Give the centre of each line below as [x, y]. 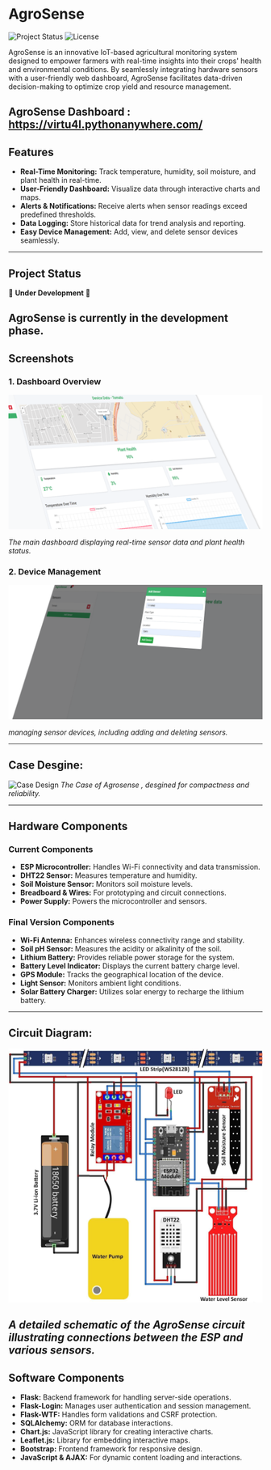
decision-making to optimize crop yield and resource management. [120, 87]
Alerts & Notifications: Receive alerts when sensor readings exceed [133, 206]
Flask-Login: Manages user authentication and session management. [135, 1406]
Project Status [45, 273]
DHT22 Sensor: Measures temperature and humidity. [108, 875]
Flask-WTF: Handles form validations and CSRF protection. [119, 1415]
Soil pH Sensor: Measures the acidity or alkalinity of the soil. [121, 948]
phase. [26, 331]
